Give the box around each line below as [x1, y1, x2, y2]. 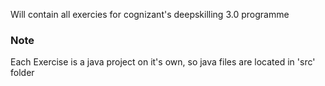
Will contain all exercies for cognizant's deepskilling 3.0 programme [10, 9, 290, 20]
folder [10, 67, 35, 79]
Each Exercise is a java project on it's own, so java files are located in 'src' [10, 56, 316, 68]
